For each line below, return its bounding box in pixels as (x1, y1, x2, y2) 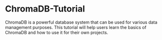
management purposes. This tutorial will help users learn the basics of (5, 24, 146, 30)
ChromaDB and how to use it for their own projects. (5, 29, 108, 35)
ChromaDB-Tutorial (5, 3, 85, 14)
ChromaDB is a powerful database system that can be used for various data (5, 19, 158, 25)
